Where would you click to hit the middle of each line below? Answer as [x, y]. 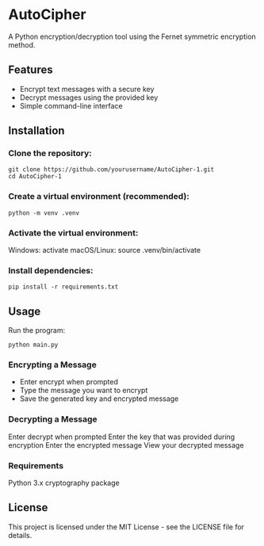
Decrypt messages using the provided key [89, 97]
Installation [36, 131]
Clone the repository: [50, 154]
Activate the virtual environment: [73, 233]
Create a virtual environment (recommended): [99, 197]
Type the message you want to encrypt [84, 391]
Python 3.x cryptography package [64, 483]
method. [22, 44]
